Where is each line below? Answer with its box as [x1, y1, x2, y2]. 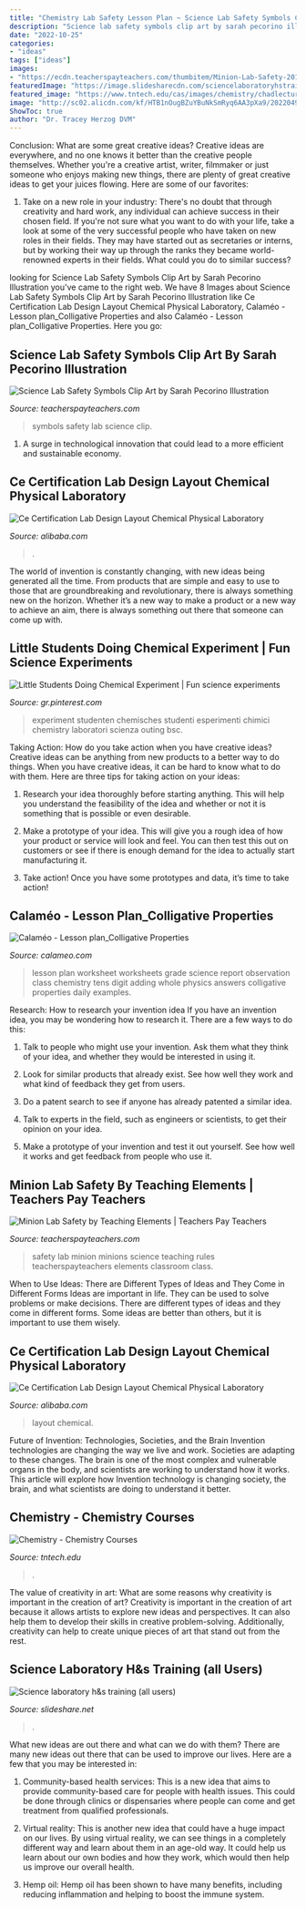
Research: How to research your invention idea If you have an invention [9, 1004, 278, 1016]
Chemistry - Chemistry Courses [9, 1510, 195, 1525]
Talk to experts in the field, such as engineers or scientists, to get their [22, 1114, 287, 1125]
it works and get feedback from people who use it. [22, 1151, 212, 1162]
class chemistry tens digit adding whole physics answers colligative [31, 977, 287, 989]
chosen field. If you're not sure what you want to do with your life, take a [22, 216, 295, 227]
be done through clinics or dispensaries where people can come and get [22, 1795, 296, 1806]
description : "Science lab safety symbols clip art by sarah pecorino [9, 22, 283, 31]
